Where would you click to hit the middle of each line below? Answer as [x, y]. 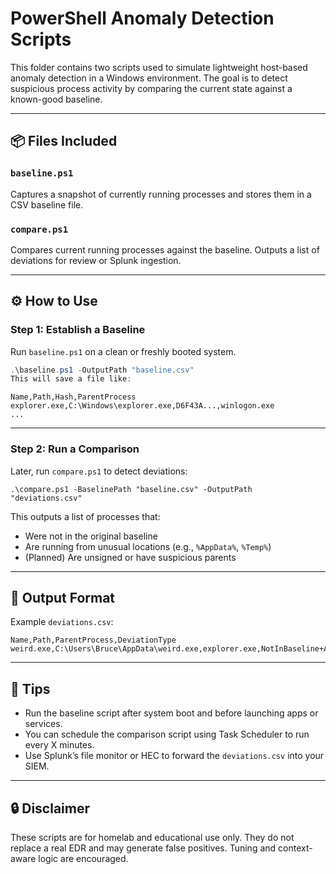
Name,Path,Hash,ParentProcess [73, 397]
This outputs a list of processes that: [85, 516]
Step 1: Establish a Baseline [78, 330]
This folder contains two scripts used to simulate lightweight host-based [159, 67]
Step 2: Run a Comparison [75, 449]
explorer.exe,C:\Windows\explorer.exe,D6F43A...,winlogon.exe [142, 406]
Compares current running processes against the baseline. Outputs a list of [165, 249]
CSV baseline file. [47, 204]
